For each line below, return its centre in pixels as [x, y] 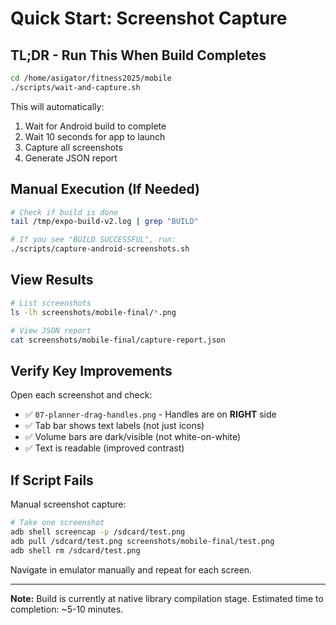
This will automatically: [57, 106]
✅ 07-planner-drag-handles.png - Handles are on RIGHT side [150, 414]
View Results [52, 280]
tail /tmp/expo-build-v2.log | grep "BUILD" [104, 222]
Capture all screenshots [73, 147]
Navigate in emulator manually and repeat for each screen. [131, 569]
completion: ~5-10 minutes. [67, 609]
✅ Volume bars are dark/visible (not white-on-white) [133, 437]
